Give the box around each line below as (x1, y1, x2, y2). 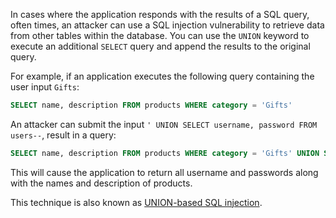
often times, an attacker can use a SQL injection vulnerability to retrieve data (10, 19, 325, 31)
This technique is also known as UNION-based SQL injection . (10, 196, 263, 208)
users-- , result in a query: (10, 129, 117, 141)
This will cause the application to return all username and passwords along (10, 166, 319, 178)
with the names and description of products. (10, 177, 193, 189)
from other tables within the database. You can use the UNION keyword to (10, 30, 310, 41)
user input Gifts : (10, 81, 80, 93)
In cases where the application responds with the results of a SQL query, (10, 9, 310, 20)
